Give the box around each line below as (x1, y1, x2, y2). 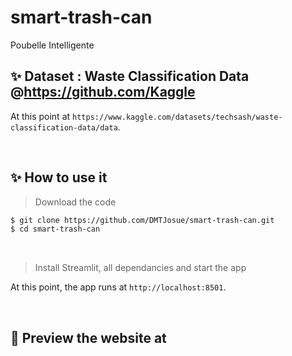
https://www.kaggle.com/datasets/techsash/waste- (72, 112, 283, 122)
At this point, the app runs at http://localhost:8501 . (10, 281, 227, 293)
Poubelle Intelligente (10, 39, 95, 51)
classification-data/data (10, 122, 118, 133)
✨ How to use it (10, 169, 108, 186)
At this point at (10, 110, 71, 122)
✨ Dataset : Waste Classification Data (10, 68, 250, 85)
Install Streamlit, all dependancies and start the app (34, 262, 247, 274)
